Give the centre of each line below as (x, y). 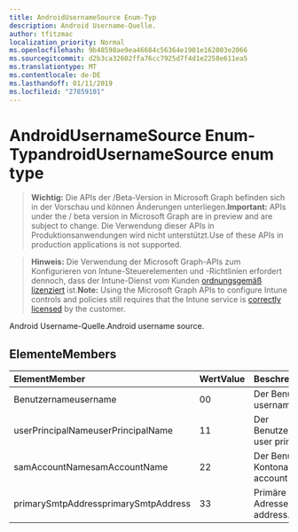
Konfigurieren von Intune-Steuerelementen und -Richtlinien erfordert (156, 271)
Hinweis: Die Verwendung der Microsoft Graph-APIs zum (136, 262)
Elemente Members (63, 354)
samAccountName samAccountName (91, 467)
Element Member (50, 379)
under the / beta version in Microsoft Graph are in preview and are (152, 216)
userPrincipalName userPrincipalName (93, 431)
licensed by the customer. (78, 309)
